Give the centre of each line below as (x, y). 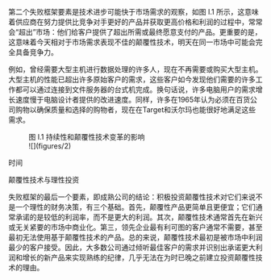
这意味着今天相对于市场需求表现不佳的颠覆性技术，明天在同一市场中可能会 (132, 42)
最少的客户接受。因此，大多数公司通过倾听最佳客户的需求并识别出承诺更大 (132, 247)
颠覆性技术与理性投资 (44, 180)
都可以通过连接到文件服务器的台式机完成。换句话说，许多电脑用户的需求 (135, 90)
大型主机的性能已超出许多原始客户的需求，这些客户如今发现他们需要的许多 (132, 79)
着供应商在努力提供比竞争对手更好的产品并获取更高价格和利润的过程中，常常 (135, 22)
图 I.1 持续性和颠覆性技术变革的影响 (87, 137)
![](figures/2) (50, 146)
